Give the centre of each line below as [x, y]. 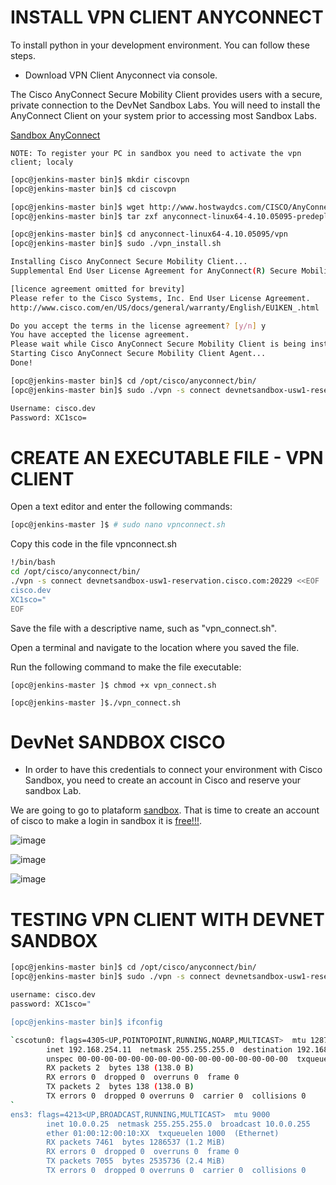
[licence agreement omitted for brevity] [98, 289]
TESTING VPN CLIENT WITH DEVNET [167, 919]
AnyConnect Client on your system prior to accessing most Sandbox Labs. [163, 115]
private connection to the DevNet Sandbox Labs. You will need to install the [165, 105]
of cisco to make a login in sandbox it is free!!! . [106, 821]
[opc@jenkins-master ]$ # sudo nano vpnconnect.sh [118, 525]
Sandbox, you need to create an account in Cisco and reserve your [163, 780]
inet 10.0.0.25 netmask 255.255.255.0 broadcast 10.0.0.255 [178, 1124]
